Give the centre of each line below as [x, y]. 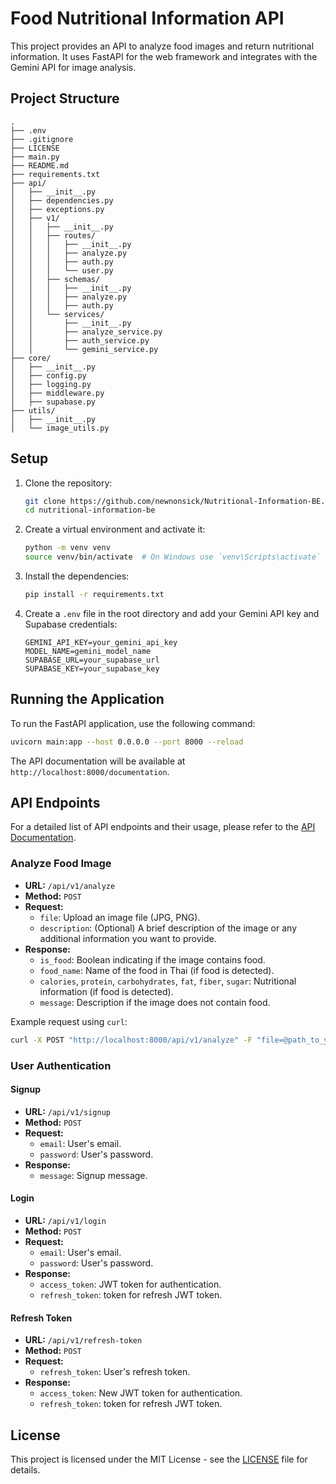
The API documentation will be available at [98, 761]
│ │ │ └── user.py [62, 270]
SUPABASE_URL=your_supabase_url [92, 660]
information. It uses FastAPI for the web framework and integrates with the [164, 56]
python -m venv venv [67, 548]
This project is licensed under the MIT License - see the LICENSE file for [159, 1459]
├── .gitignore [42, 139]
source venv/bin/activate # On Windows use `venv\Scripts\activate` [173, 557]
